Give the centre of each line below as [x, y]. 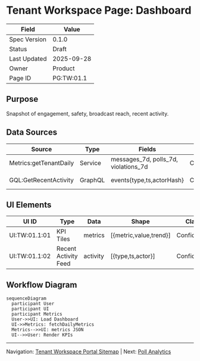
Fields [147, 149]
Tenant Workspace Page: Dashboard [99, 10]
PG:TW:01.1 [70, 78]
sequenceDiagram [26, 298]
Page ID [20, 78]
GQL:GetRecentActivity [42, 180]
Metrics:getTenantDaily [42, 163]
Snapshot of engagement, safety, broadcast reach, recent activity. [87, 113]
